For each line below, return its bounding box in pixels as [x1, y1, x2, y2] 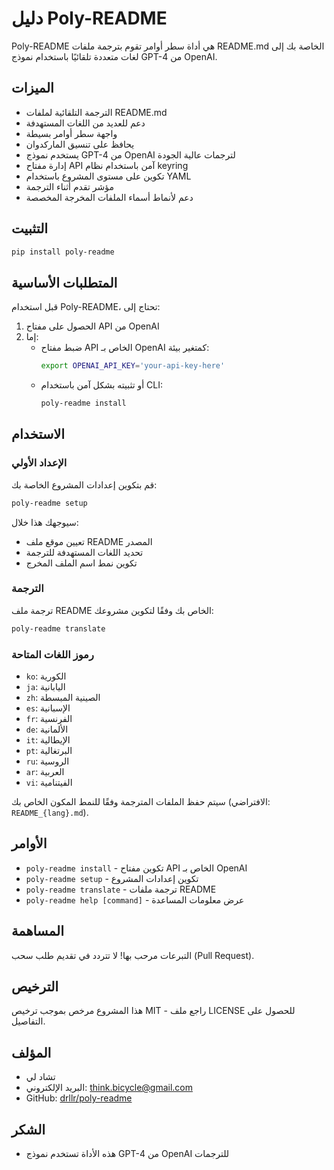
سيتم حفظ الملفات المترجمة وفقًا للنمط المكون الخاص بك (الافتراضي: [11, 796, 271, 808]
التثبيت [11, 220, 49, 237]
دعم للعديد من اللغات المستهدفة [25, 117, 146, 129]
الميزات [11, 80, 54, 97]
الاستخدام [11, 426, 66, 443]
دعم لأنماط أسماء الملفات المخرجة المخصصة [25, 191, 194, 203]
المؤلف [11, 1044, 52, 1061]
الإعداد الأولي [11, 456, 68, 470]
